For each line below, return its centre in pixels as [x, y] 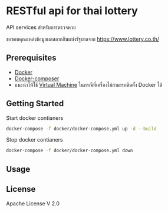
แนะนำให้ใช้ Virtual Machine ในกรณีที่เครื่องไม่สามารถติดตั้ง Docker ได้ [88, 84]
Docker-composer [37, 78]
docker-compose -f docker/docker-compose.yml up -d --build [82, 129]
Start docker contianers [35, 118]
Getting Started [35, 104]
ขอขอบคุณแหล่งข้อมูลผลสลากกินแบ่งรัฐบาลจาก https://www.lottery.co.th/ [83, 39]
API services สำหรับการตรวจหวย [41, 27]
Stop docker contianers [34, 140]
